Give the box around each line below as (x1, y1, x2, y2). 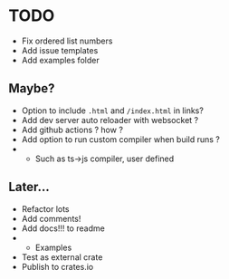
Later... (8, 179, 51, 195)
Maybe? (8, 81, 55, 96)
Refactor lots (21, 203, 70, 214)
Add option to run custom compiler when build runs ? (21, 133, 221, 145)
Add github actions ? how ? (21, 124, 124, 135)
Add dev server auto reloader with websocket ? (21, 114, 199, 125)
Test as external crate (21, 251, 103, 263)
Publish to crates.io (21, 261, 94, 272)
